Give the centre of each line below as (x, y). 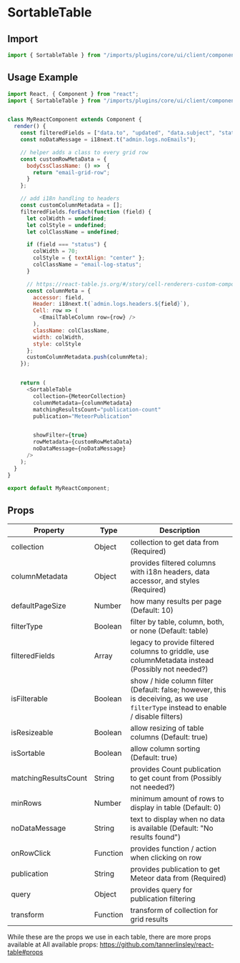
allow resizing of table (167, 728)
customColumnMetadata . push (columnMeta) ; (87, 357)
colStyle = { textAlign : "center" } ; (89, 258)
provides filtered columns (173, 563)
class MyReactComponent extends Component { (75, 120)
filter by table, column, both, (177, 622)
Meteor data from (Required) (179, 878)
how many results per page (176, 602)
